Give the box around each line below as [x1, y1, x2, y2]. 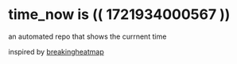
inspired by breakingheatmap [8, 47, 105, 56]
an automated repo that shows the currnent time [8, 32, 167, 41]
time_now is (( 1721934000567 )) [8, 6, 231, 24]
